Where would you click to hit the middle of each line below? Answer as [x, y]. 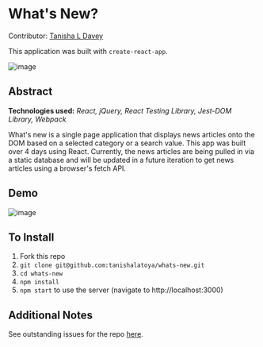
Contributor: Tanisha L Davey [56, 36]
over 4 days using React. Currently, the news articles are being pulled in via [131, 151]
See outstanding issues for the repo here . [76, 334]
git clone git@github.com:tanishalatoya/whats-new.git [112, 266]
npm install [39, 283]
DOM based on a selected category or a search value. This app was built [127, 143]
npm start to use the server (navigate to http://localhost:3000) [121, 290]
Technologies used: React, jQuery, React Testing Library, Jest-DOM [120, 110]
